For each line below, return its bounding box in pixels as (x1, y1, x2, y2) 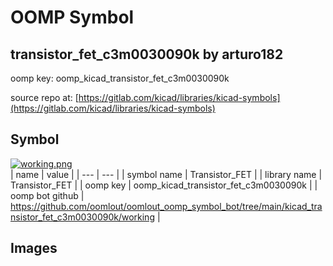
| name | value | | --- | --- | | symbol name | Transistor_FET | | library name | (10, 168, 323, 180)
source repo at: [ (10, 92, 79, 103)
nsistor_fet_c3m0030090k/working (10, 211, 155, 223)
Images (10, 240, 58, 257)
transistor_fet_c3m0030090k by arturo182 (10, 46, 284, 63)
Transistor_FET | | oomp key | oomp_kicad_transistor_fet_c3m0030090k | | (10, 179, 318, 191)
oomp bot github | (10, 189, 85, 201)
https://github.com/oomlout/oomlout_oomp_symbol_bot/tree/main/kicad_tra (10, 200, 323, 212)
